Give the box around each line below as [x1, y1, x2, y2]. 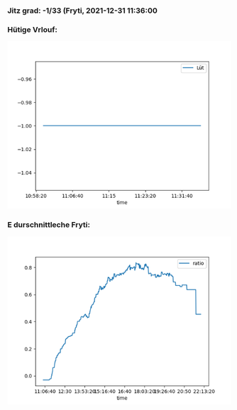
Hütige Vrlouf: [7, 24, 58, 34]
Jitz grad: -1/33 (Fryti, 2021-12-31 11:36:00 [7, 6, 158, 16]
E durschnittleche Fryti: [7, 220, 91, 230]
